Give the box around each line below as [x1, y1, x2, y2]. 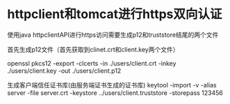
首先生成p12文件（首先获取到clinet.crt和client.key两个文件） [7, 45, 179, 53]
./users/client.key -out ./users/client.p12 [7, 67, 122, 75]
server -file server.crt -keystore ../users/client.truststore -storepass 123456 [7, 88, 224, 97]
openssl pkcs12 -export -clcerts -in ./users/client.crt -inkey [7, 59, 176, 67]
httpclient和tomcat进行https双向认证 [7, 6, 222, 22]
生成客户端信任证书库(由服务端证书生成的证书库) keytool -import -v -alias [7, 80, 217, 89]
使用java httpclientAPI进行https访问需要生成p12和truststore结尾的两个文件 [7, 31, 219, 39]
